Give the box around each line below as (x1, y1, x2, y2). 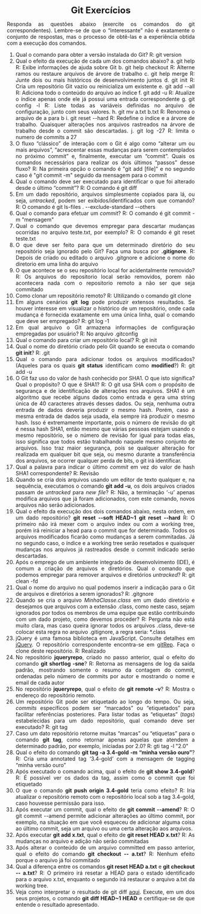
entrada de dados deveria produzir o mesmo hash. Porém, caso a (15, 407, 195, 413)
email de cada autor (15, 679, 65, 686)
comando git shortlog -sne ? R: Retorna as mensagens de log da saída (15, 660, 195, 667)
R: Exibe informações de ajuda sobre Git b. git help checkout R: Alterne (15, 64, 195, 70)
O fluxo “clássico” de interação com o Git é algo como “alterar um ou (15, 140, 195, 147)
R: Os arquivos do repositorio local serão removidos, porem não (15, 273, 195, 280)
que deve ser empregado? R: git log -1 (15, 318, 110, 324)
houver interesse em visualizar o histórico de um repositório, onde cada (15, 305, 195, 312)
